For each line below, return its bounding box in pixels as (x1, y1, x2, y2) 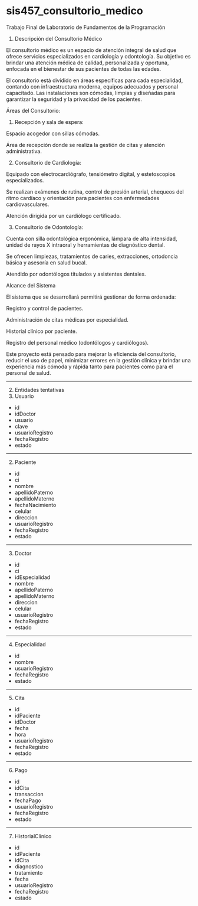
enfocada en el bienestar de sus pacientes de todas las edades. (6, 65, 161, 72)
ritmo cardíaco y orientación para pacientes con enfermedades (6, 194, 160, 201)
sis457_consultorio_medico (6, 4, 143, 18)
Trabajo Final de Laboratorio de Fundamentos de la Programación (6, 24, 166, 31)
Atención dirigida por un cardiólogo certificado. (6, 212, 121, 219)
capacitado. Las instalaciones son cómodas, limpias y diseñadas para (6, 89, 176, 96)
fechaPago (14, 797, 41, 804)
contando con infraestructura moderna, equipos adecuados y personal (6, 83, 179, 90)
